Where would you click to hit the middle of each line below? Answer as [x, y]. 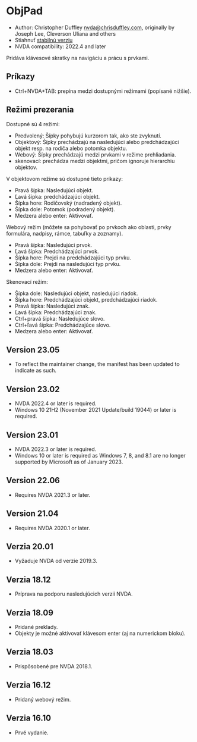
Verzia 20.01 [30, 547]
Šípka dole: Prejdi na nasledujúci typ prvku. [68, 264]
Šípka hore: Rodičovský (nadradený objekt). [68, 203]
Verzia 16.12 [28, 685]
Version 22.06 [33, 480]
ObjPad [25, 11]
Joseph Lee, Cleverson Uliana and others [65, 33]
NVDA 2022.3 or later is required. [55, 449]
